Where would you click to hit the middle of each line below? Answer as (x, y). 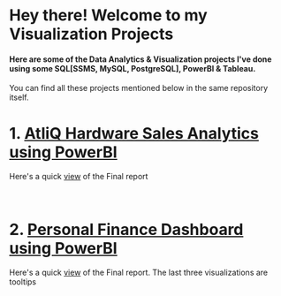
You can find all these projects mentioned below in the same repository (138, 88)
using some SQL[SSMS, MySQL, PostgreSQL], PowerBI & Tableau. (133, 68)
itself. (19, 97)
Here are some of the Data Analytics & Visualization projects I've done (140, 59)
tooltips (23, 282)
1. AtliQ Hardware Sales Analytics (134, 133)
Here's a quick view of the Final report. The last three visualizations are (139, 273)
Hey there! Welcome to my (108, 15)
